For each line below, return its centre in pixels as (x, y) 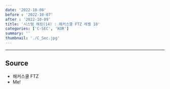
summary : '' (18, 33)
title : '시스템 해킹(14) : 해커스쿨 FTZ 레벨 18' (53, 24)
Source (17, 63)
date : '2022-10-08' (26, 10)
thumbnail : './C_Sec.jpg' (32, 38)
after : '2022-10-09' (28, 19)
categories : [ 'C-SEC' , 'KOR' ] (37, 29)
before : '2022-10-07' (29, 15)
